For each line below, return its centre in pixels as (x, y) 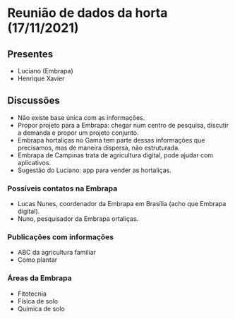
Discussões (34, 101)
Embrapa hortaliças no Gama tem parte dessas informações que (111, 140)
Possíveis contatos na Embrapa (62, 188)
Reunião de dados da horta (88, 13)
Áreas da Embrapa (40, 278)
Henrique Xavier (41, 78)
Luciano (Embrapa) (46, 71)
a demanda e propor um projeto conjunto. (78, 133)
